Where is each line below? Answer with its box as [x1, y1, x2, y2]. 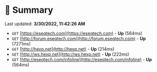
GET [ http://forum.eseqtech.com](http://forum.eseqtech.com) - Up [11, 36, 146, 41]
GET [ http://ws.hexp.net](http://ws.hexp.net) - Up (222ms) [11, 51, 129, 57]
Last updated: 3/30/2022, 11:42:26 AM [4, 21, 85, 27]
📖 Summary [4, 4, 53, 16]
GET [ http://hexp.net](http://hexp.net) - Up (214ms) [11, 46, 115, 52]
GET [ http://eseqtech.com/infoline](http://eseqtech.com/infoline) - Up [11, 56, 152, 62]
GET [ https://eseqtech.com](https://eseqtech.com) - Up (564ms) [11, 30, 143, 36]
